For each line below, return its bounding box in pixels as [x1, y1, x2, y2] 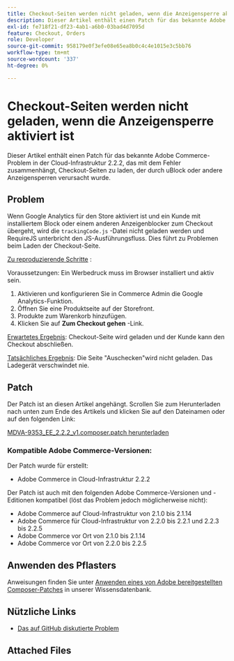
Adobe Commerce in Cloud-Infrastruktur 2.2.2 [17, 475, 150, 484]
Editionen [7, 496, 35, 505]
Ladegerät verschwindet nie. [7, 361, 89, 370]
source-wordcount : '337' [7, 56, 79, 63]
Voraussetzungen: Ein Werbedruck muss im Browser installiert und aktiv [7, 269, 214, 277]
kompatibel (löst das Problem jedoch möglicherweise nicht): [36, 496, 208, 505]
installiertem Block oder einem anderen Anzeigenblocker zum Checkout [7, 219, 214, 228]
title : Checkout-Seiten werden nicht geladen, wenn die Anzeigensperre [7, 10, 219, 17]
